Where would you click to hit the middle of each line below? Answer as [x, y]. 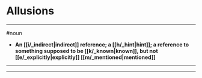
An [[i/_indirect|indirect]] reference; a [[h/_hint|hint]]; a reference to [102, 44]
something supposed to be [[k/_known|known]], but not [86, 51]
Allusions [30, 11]
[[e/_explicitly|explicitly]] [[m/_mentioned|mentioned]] [85, 57]
